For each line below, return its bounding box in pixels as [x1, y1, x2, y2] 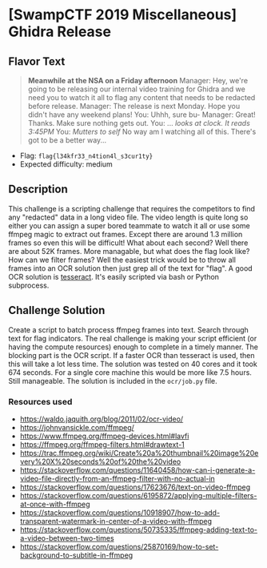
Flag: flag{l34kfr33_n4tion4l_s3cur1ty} [19, 151, 153, 160]
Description [8, 183, 68, 196]
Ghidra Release [8, 22, 112, 41]
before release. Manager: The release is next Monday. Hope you [27, 102, 241, 111]
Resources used [8, 396, 73, 407]
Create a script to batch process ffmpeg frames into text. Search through [8, 324, 249, 334]
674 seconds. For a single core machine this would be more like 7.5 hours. [8, 367, 252, 377]
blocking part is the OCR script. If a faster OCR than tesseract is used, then [8, 350, 255, 360]
